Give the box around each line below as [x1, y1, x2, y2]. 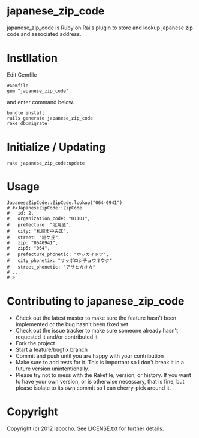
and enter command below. [7, 98, 74, 105]
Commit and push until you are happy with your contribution [15, 352, 164, 360]
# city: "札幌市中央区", [7, 228, 69, 234]
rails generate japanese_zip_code [7, 115, 94, 121]
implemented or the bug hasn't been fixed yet [15, 320, 128, 327]
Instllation [7, 51, 58, 65]
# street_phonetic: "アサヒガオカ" [7, 264, 95, 270]
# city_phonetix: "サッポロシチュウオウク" [7, 257, 113, 264]
